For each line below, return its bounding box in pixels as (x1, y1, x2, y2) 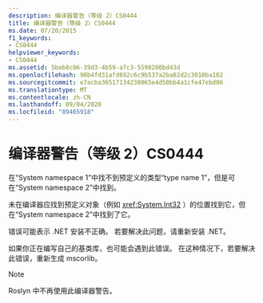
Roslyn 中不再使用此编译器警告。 (8, 285, 118, 295)
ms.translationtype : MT (8, 85, 88, 94)
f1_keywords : (8, 33, 52, 42)
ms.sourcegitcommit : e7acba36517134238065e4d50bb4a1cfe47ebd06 (8, 78, 224, 86)
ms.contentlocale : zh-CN (8, 93, 91, 101)
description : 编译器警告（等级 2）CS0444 (8, 11, 137, 20)
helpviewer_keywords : (8, 49, 81, 57)
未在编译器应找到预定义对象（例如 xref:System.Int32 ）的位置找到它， (8, 199, 239, 209)
